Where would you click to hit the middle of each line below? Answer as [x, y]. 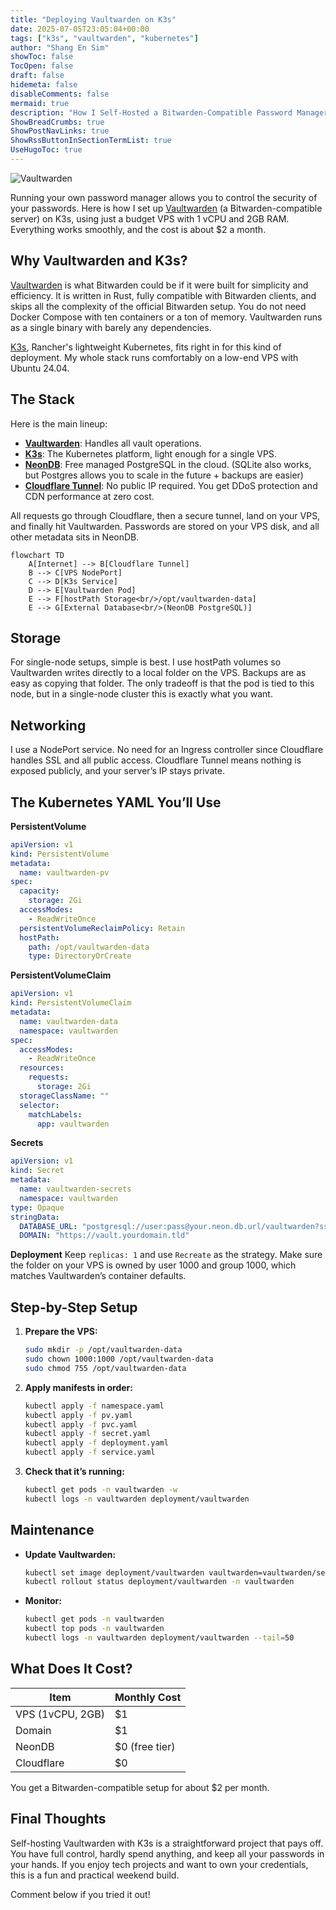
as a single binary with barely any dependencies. [111, 327]
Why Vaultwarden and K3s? [99, 261]
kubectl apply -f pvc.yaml [81, 1424]
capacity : [39, 891]
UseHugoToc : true [46, 150]
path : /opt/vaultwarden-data [89, 947]
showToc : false [42, 57]
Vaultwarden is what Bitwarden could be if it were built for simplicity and [159, 285]
